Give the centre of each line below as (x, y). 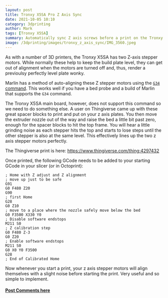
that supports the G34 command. (38, 93)
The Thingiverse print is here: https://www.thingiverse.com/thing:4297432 (82, 151)
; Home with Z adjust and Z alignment (46, 175)
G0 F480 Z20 (18, 188)
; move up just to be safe (33, 180)
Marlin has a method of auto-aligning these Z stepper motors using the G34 (82, 83)
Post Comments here (28, 290)
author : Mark (19, 29)
